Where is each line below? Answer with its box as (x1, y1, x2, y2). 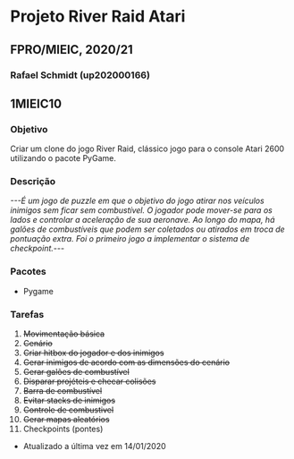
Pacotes (10, 266, 47, 278)
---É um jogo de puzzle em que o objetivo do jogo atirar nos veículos (10, 195, 265, 207)
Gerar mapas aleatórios (22, 414, 110, 425)
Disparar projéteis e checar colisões (22, 376, 156, 387)
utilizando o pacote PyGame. (10, 153, 117, 164)
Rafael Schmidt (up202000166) (10, 69, 151, 81)
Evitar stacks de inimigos (22, 395, 115, 406)
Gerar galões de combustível (22, 367, 130, 378)
